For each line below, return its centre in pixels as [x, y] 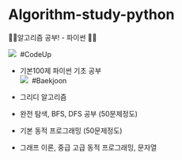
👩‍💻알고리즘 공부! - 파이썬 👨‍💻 [53, 37]
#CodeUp [36, 54]
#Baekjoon [49, 80]
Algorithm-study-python [91, 15]
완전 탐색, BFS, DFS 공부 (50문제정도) [79, 113]
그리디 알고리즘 [43, 97]
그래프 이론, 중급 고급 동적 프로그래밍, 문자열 [88, 147]
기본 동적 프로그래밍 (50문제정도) [71, 130]
